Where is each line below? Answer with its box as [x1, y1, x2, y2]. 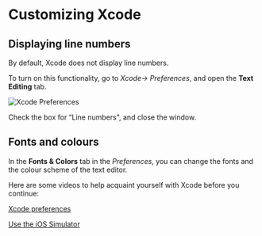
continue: [8, 188, 40, 198]
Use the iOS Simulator [8, 219, 81, 229]
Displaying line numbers [8, 37, 131, 51]
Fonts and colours [8, 135, 99, 149]
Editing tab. [8, 82, 47, 91]
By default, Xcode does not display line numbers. [8, 58, 169, 67]
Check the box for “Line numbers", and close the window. [8, 112, 197, 122]
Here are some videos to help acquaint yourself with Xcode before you [8, 180, 240, 189]
